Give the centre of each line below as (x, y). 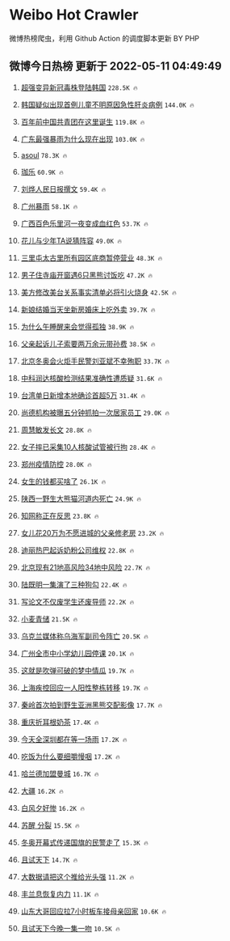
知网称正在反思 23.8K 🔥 (60, 515)
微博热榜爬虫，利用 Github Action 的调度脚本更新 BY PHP (105, 38)
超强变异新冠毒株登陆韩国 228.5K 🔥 (79, 87)
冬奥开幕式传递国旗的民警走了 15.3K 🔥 (84, 842)
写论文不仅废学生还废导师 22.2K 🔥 (77, 601)
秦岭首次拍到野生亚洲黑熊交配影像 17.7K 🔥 (92, 705)
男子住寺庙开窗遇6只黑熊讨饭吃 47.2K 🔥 (87, 275)
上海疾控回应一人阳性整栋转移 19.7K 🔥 (84, 687)
